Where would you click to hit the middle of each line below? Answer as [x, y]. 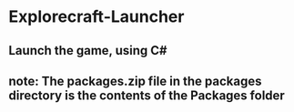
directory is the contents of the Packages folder [147, 95]
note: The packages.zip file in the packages [135, 81]
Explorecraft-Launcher [96, 17]
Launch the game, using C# [88, 51]
